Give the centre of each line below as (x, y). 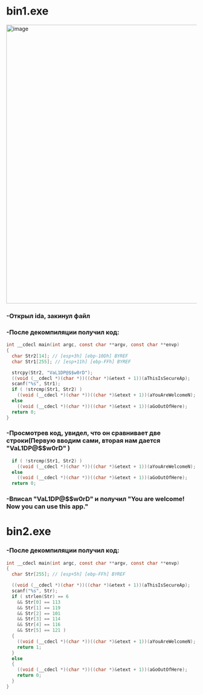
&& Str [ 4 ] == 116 (39, 625)
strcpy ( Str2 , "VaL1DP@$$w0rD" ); (53, 373)
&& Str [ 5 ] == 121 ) (42, 630)
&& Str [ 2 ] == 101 (39, 613)
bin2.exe (29, 532)
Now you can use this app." (47, 507)
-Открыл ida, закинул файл (48, 316)
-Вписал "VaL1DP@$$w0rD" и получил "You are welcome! (95, 499)
